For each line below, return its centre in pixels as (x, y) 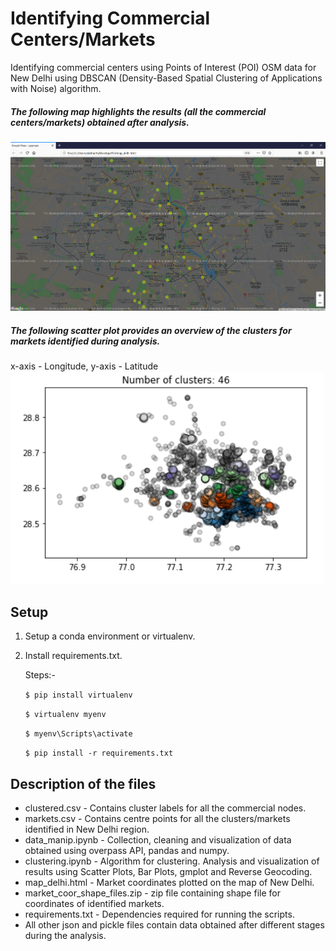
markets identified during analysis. (85, 341)
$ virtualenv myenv (65, 715)
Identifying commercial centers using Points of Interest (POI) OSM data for (163, 67)
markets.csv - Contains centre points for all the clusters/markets (157, 818)
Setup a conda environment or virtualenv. (110, 636)
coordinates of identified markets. (94, 903)
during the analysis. (65, 935)
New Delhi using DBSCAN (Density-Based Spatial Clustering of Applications (166, 78)
